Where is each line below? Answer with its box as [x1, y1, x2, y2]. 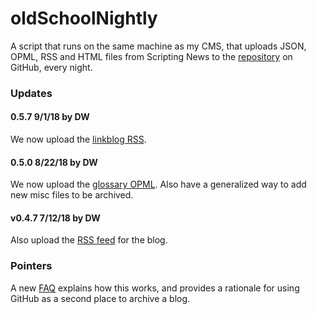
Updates [10, 86, 53, 100]
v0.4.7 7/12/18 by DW [10, 212, 101, 224]
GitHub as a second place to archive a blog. [10, 292, 191, 304]
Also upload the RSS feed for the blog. [10, 234, 168, 246]
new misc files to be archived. [10, 189, 134, 201]
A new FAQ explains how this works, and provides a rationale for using [10, 282, 300, 294]
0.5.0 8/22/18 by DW [10, 156, 98, 168]
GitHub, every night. [10, 61, 93, 73]
